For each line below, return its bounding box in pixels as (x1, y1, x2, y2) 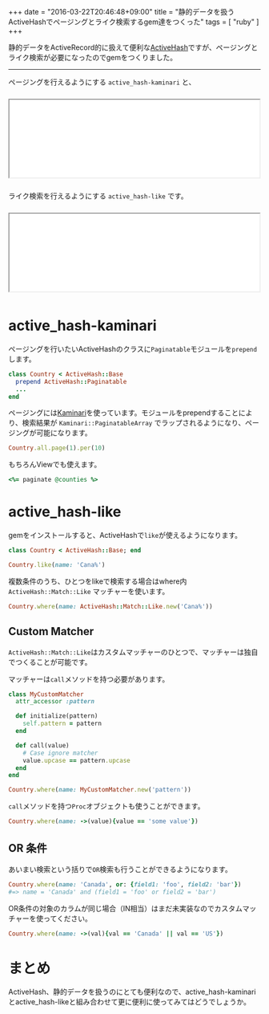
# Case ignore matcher (22, 749, 98, 757)
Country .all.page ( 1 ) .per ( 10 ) (8, 444, 106, 452)
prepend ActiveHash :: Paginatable (15, 377, 127, 385)
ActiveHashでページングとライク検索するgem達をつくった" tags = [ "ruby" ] (8, 17, 259, 26)
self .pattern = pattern (22, 719, 102, 728)
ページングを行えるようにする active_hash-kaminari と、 (8, 77, 196, 87)
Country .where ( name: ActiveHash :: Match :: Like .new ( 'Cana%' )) (8, 602, 214, 610)
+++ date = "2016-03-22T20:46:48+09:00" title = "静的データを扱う (8, 7, 235, 16)
